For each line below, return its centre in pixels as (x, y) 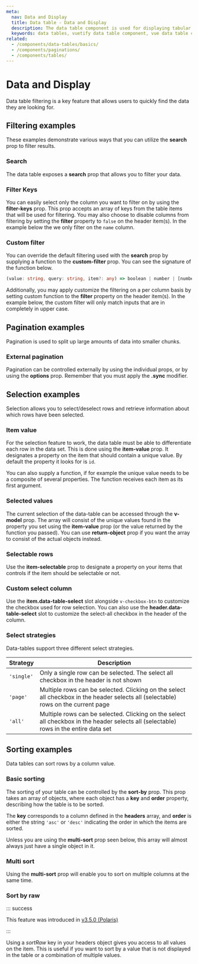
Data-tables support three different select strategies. (70, 648)
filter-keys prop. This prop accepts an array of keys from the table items (94, 208)
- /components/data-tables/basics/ (55, 45)
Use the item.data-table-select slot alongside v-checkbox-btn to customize (98, 601)
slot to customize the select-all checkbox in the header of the (112, 614)
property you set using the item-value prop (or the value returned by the (94, 526)
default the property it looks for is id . (51, 462)
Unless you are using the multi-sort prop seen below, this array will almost (97, 840)
